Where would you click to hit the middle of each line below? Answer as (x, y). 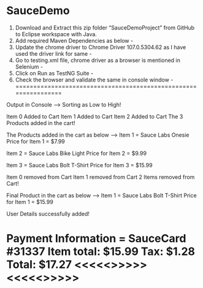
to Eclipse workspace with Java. (56, 34)
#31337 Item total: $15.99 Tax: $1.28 (101, 252)
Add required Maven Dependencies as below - (74, 40)
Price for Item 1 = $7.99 (36, 141)
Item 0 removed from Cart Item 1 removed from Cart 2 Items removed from (101, 177)
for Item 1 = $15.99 (30, 202)
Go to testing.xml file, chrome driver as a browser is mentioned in (98, 60)
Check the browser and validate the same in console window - (94, 80)
